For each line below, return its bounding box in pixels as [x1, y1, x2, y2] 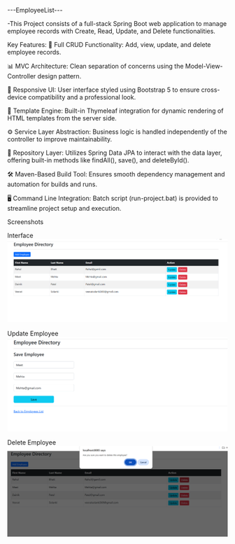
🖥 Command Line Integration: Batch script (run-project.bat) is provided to [7, 194, 218, 202]
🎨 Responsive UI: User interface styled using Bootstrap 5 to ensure [7, 85, 200, 94]
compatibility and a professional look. [27, 93, 136, 101]
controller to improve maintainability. [7, 135, 113, 143]
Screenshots [7, 218, 44, 226]
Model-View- [185, 62, 223, 70]
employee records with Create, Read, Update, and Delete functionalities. [7, 27, 215, 35]
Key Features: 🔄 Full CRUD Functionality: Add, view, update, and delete [7, 41, 211, 48]
